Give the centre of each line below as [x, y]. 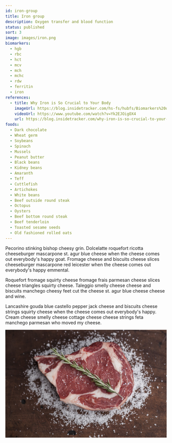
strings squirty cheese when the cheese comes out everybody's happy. [81, 312]
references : [18, 98]
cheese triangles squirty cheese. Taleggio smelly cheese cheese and [78, 285]
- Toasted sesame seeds [35, 227]
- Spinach [20, 146]
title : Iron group [25, 16]
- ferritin [21, 87]
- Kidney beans [26, 168]
